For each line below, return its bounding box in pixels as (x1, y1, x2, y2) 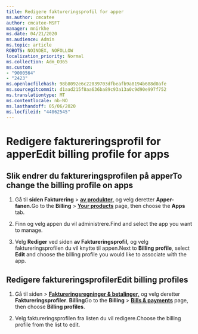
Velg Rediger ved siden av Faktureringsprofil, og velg (14, 238, 149, 246)
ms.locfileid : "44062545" (6, 109, 70, 115)
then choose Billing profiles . (14, 303, 85, 311)
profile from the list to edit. (14, 321, 81, 329)
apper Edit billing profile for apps (6, 147, 170, 161)
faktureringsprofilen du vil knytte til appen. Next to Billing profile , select (14, 244, 190, 252)
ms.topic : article (6, 42, 52, 48)
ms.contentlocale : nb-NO (6, 97, 68, 103)
